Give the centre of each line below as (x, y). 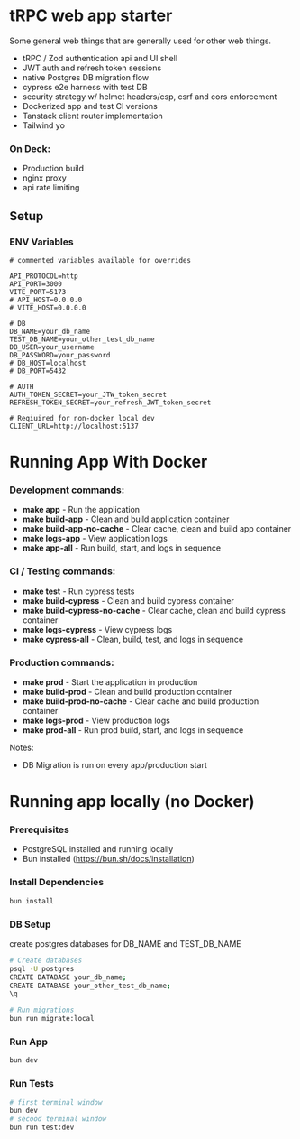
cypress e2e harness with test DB (85, 87)
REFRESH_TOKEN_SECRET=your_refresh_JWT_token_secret (110, 403)
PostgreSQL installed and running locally (98, 849)
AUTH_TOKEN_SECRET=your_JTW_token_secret (88, 394)
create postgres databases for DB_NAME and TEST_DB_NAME (125, 943)
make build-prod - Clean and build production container (127, 692)
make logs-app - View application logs (95, 539)
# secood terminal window (58, 1119)
